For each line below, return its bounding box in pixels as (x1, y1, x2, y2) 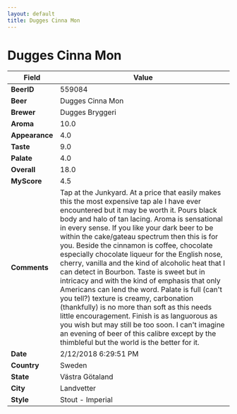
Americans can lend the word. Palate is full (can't (59, 285, 222, 295)
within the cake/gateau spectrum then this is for (59, 232, 219, 242)
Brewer (11, 107, 36, 117)
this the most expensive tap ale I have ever (59, 197, 201, 207)
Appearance (11, 130, 54, 140)
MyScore (11, 176, 42, 186)
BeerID (11, 85, 35, 95)
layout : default (7, 10, 55, 18)
